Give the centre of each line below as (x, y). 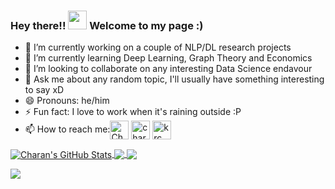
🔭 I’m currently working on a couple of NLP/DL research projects (158, 47)
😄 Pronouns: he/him (67, 101)
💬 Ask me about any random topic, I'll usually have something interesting (174, 79)
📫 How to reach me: (67, 129)
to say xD (44, 90)
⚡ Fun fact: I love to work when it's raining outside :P (133, 112)
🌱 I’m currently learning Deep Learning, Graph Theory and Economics (168, 58)
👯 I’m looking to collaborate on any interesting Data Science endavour (168, 69)
